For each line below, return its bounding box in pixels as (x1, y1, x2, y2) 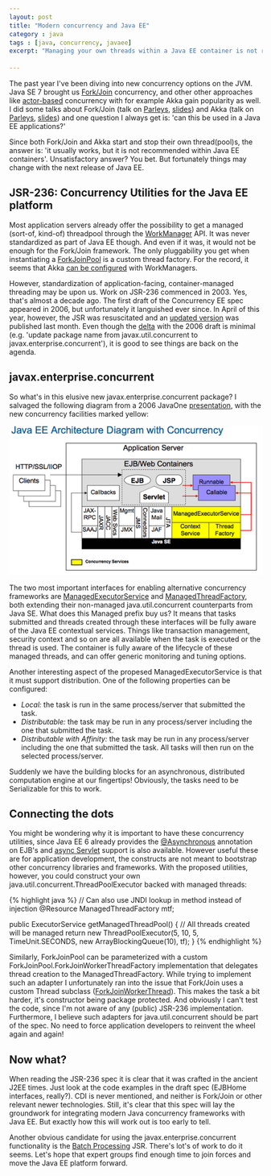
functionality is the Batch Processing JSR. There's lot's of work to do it (9, 1141, 244, 1151)
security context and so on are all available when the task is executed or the (9, 634, 261, 644)
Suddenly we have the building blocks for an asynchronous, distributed (9, 767, 245, 776)
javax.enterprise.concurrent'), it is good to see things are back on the (9, 339, 239, 348)
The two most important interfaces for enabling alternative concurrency (9, 583, 247, 592)
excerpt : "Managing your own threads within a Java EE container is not (9, 47, 258, 56)
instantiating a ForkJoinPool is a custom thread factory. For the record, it (9, 254, 249, 264)
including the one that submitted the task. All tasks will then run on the (20, 742, 254, 752)
